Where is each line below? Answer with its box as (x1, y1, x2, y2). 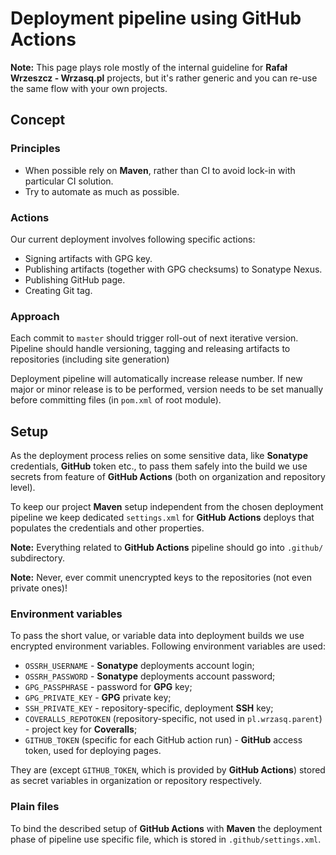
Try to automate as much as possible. (24, 185, 180, 197)
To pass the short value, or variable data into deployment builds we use (10, 630, 305, 642)
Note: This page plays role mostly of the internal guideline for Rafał (10, 61, 288, 73)
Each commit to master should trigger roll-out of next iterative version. (10, 332, 299, 344)
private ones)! (10, 582, 68, 594)
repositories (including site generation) (10, 353, 170, 366)
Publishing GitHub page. (24, 273, 126, 286)
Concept (10, 112, 66, 129)
